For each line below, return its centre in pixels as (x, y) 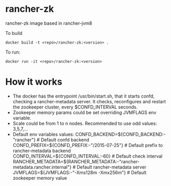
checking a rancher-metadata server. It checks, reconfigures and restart (89, 101)
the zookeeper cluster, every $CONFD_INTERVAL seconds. (75, 107)
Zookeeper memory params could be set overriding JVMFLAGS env (84, 112)
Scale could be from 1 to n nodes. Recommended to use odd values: (85, 123)
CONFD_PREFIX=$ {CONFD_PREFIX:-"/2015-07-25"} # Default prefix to (88, 145)
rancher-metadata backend (42, 151)
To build (14, 33)
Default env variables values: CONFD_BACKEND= (65, 134)
